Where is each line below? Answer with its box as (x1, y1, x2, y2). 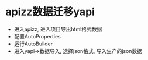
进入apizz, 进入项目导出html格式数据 (13, 26, 102, 33)
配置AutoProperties (13, 33, 61, 40)
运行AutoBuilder (13, 40, 53, 47)
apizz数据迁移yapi (5, 5, 95, 19)
